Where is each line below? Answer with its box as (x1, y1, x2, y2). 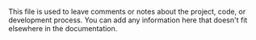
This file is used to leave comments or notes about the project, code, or (8, 7, 246, 16)
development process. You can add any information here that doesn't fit (8, 15, 248, 25)
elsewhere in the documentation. (8, 24, 118, 33)
